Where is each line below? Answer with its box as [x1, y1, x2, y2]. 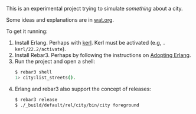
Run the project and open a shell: [14, 58, 96, 65]
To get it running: [6, 28, 48, 35]
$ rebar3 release [14, 96, 58, 102]
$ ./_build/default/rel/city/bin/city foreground [14, 102, 140, 108]
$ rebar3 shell [14, 69, 53, 75]
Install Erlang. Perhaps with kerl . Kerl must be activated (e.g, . [14, 39, 166, 46]
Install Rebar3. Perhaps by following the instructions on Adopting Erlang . [14, 52, 191, 58]
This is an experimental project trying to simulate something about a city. [6, 5, 183, 12]
